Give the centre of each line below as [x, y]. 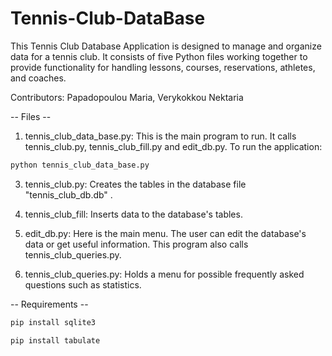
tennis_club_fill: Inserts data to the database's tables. [133, 214]
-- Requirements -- [49, 304]
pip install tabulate [55, 340]
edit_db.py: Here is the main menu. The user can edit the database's [165, 233]
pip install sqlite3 [53, 322]
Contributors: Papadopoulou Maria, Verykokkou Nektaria [127, 97]
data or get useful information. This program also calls [136, 244]
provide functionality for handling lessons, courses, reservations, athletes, [163, 67]
